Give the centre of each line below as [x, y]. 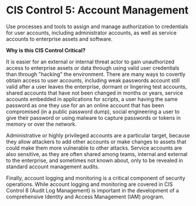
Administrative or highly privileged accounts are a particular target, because [98, 135]
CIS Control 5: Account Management [97, 10]
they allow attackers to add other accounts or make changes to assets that [96, 141]
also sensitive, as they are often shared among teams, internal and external [97, 154]
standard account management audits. [53, 166]
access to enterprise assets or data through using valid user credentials [93, 67]
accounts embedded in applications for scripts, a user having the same [92, 99]
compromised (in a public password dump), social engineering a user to [93, 112]
